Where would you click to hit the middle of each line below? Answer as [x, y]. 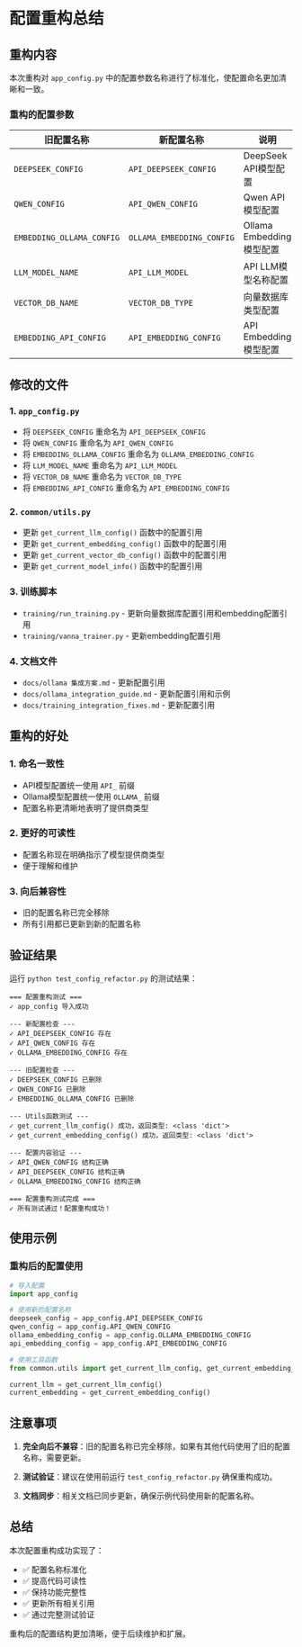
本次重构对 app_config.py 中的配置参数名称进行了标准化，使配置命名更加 [144, 78]
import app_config [44, 1294]
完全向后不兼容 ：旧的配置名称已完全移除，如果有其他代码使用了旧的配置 [156, 1446]
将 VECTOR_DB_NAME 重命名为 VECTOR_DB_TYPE [102, 476]
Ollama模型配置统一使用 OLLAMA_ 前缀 [91, 796]
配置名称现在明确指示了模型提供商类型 [93, 854]
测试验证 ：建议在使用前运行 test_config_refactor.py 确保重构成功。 [150, 1477]
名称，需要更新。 [54, 1458]
